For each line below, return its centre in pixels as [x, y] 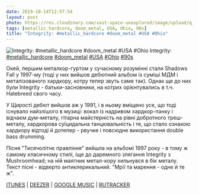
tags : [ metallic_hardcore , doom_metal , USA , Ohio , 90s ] [76, 28]
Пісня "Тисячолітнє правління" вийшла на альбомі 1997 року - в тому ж [97, 148]
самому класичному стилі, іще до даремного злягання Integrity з [88, 154]
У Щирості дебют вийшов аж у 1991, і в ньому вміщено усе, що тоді [91, 105]
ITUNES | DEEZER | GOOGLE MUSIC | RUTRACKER [68, 185]
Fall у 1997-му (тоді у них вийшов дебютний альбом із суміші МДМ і [92, 75]
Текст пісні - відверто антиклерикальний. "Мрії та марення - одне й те [95, 167]
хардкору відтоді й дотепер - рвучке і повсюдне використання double [95, 131]
